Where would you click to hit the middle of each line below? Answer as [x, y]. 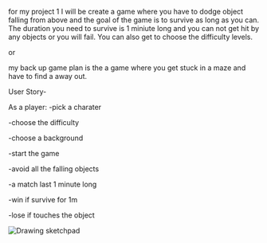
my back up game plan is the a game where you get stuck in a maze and [127, 68]
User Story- [27, 92]
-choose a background [46, 138]
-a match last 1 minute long [53, 184]
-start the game [34, 153]
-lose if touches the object [52, 215]
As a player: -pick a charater [55, 107]
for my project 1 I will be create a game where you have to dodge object [126, 12]
